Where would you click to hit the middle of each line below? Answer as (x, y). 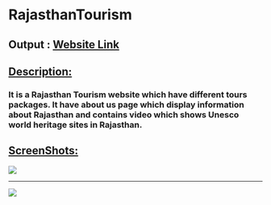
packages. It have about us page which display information (126, 105)
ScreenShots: (44, 151)
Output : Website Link (64, 45)
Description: (40, 71)
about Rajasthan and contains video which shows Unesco (124, 114)
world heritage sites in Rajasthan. (75, 125)
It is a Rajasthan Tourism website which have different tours (128, 94)
